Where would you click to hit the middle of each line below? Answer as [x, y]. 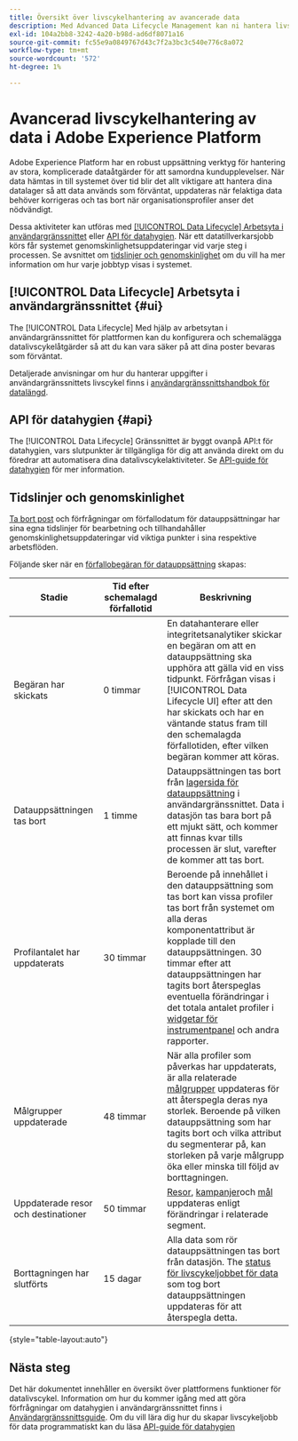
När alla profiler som [209, 1055]
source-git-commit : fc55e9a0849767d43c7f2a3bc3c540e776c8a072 [126, 42]
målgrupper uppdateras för [223, 1089]
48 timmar [125, 1117]
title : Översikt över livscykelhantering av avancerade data [125, 17]
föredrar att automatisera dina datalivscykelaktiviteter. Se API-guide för [139, 460]
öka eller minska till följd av [223, 1166]
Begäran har [39, 685]
